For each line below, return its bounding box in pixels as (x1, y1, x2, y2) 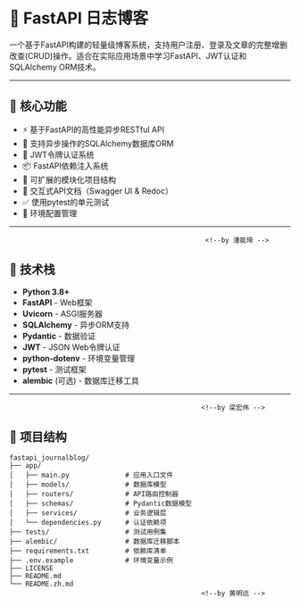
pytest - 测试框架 (21, 363, 87, 375)
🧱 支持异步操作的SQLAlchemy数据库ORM (21, 137, 174, 148)
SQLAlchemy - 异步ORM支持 (21, 319, 129, 330)
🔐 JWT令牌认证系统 (21, 149, 95, 160)
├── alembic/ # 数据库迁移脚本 (9, 537, 180, 546)
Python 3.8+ (21, 287, 70, 297)
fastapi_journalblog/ (9, 453, 90, 462)
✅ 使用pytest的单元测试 (21, 196, 110, 207)
